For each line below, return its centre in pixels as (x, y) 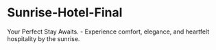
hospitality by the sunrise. (44, 38)
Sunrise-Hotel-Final (65, 13)
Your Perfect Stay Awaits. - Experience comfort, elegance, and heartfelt (108, 32)
